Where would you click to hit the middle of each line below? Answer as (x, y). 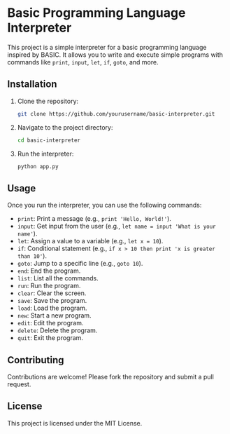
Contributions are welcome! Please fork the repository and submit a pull (111, 377)
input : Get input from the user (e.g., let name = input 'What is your (117, 226)
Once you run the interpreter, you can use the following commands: (105, 205)
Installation (32, 84)
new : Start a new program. (55, 316)
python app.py (38, 166)
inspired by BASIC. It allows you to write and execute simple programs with (115, 55)
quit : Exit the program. (50, 338)
